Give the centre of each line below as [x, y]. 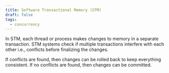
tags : [11, 19]
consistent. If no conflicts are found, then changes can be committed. [79, 65]
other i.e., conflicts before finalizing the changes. [57, 50]
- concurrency [25, 24]
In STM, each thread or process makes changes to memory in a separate [82, 39]
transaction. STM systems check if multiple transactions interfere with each [85, 44]
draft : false [19, 15]
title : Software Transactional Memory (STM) [53, 10]
